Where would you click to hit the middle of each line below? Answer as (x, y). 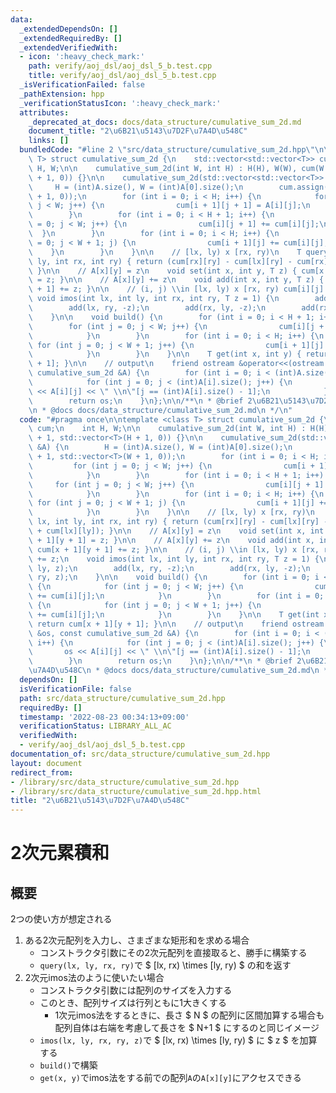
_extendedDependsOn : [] (68, 29)
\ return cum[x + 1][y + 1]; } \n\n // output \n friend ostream (176, 624)
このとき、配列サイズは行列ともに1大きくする (133, 1003)
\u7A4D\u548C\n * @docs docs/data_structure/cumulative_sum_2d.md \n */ (180, 671)
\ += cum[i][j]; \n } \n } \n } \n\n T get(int (174, 614)
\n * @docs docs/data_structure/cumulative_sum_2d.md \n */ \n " (160, 410)
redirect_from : (42, 772)
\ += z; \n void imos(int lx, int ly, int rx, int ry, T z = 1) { (174, 559)
